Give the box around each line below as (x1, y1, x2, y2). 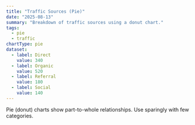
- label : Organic (11, 62, 54, 69)
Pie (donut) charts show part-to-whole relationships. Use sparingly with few (6, 106, 189, 113)
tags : (6, 25, 19, 31)
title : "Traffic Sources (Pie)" (6, 8, 85, 15)
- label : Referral (11, 74, 57, 79)
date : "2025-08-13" (6, 14, 54, 20)
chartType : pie (6, 41, 43, 47)
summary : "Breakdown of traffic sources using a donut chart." (6, 19, 164, 25)
